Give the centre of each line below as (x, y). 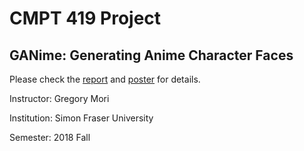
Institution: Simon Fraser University (81, 118)
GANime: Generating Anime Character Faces (151, 55)
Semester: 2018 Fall (50, 137)
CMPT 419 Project (85, 18)
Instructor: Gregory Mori (59, 98)
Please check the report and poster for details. (105, 79)
